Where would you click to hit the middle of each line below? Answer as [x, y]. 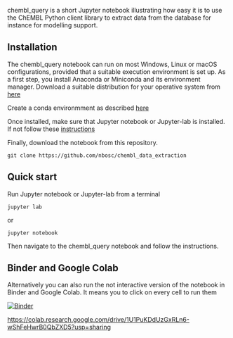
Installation [32, 48]
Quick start [32, 177]
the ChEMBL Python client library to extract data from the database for [109, 18]
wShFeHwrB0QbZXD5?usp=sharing [59, 327]
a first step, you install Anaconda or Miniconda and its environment [104, 79]
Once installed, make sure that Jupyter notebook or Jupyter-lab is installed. [116, 121]
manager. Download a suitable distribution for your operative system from [114, 87]
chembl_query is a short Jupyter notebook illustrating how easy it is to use [115, 10]
